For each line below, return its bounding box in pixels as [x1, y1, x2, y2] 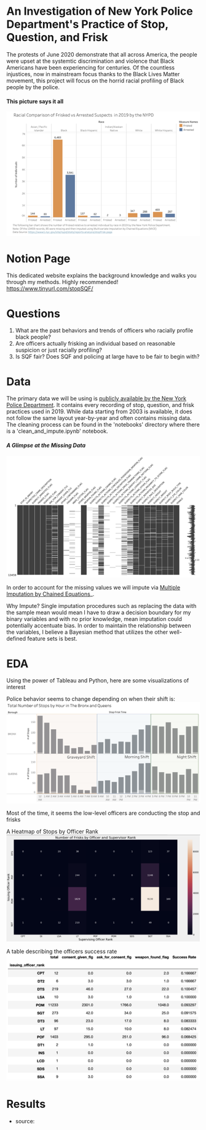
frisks [6, 816, 21, 823]
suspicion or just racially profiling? [15, 346, 103, 354]
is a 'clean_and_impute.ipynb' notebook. [6, 427, 109, 435]
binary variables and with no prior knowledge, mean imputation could [6, 615, 183, 623]
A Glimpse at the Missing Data [6, 441, 86, 449]
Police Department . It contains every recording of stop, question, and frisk [6, 401, 195, 409]
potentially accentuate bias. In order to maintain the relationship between [6, 622, 192, 630]
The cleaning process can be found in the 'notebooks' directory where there [6, 421, 200, 429]
